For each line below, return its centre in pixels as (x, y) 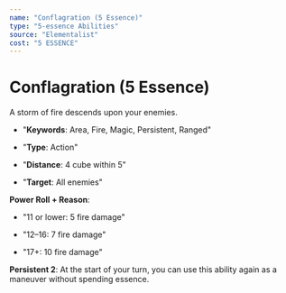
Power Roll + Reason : (50, 200)
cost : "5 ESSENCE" (44, 43)
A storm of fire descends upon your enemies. (93, 113)
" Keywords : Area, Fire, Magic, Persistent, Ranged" (117, 130)
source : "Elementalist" (54, 34)
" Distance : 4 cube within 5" (74, 165)
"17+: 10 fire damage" (62, 252)
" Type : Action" (50, 147)
